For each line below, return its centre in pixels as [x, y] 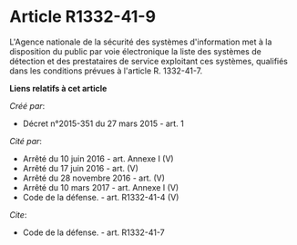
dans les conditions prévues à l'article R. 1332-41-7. [106, 71]
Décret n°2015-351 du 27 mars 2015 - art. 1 [103, 123]
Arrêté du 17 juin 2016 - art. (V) [81, 168]
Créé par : [27, 105]
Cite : [18, 214]
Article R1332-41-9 [83, 17]
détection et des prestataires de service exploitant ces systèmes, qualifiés [149, 61]
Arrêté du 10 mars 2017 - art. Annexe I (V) [101, 187]
